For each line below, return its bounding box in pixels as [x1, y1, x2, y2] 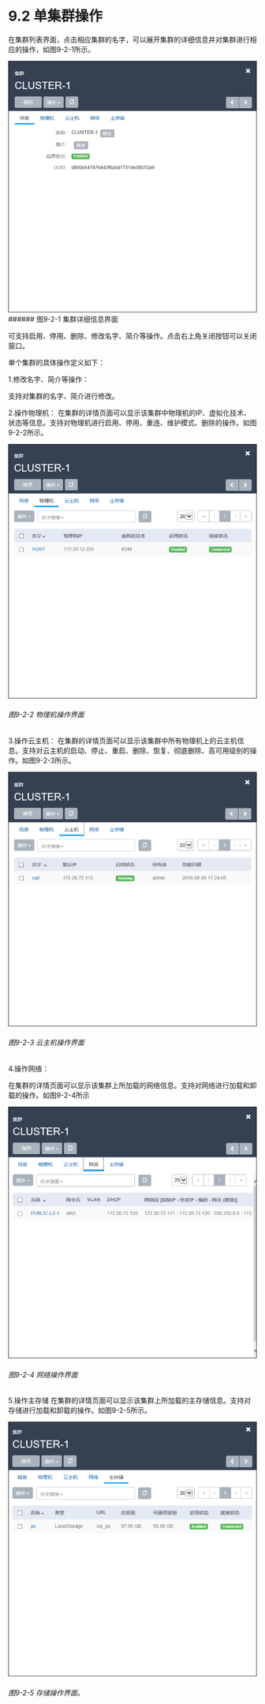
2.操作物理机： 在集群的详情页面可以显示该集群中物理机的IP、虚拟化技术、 [8, 408, 251, 418]
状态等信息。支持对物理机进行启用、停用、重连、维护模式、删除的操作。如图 [8, 418, 257, 428]
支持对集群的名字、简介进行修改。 [8, 391, 119, 401]
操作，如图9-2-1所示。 [21, 44, 95, 54]
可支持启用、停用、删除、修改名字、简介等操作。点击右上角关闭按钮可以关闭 [8, 331, 257, 341]
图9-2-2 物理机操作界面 [8, 710, 84, 719]
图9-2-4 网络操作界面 [8, 1370, 78, 1379]
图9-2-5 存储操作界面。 [8, 1687, 84, 1697]
